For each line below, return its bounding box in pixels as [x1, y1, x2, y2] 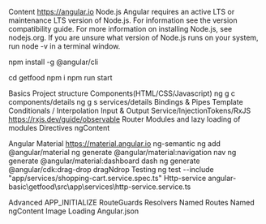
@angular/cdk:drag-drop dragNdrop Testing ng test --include [8, 165, 215, 174]
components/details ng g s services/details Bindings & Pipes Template [8, 97, 243, 106]
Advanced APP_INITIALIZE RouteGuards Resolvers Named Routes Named [8, 198, 255, 207]
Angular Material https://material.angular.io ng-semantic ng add [8, 139, 221, 149]
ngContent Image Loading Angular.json [8, 206, 139, 216]
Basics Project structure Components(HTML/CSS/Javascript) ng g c [8, 88, 235, 98]
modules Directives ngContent [8, 123, 110, 132]
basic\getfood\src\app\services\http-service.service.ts [8, 182, 191, 192]
